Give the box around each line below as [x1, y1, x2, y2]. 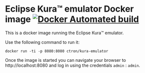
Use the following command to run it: [5, 39, 80, 45]
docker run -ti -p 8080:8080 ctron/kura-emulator [5, 49, 109, 54]
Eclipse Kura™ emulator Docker [5, 3, 134, 15]
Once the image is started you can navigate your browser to [5, 57, 126, 63]
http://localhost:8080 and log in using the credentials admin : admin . [5, 62, 141, 68]
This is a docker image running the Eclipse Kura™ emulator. [5, 30, 124, 36]
